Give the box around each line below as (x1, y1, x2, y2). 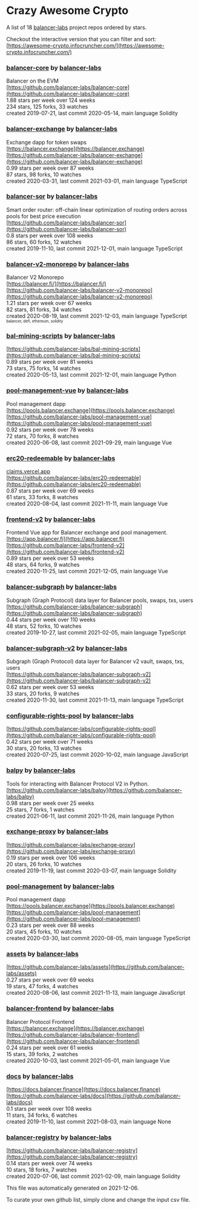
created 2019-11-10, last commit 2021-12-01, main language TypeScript (6, 244, 183, 252)
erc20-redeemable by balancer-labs (6, 454, 116, 462)
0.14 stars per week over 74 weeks (6, 1160, 93, 1167)
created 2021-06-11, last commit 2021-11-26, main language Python (6, 812, 174, 820)
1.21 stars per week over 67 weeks (6, 300, 92, 307)
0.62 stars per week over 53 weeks (6, 683, 94, 690)
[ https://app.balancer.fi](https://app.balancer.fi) (6, 535, 125, 543)
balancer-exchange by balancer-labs (6, 125, 118, 133)
